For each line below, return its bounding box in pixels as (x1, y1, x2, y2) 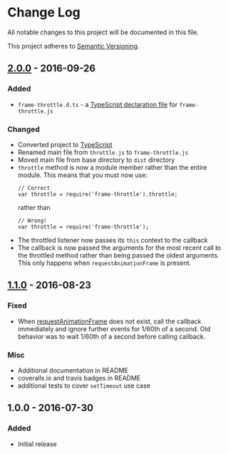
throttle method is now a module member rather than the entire (17, 163, 208, 171)
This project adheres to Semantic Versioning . (7, 41, 140, 50)
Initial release (17, 440, 57, 448)
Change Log (7, 4, 81, 21)
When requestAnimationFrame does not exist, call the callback (17, 317, 202, 326)
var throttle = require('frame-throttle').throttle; (17, 191, 178, 198)
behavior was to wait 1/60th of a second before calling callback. (17, 332, 206, 340)
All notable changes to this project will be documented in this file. (7, 28, 199, 36)
